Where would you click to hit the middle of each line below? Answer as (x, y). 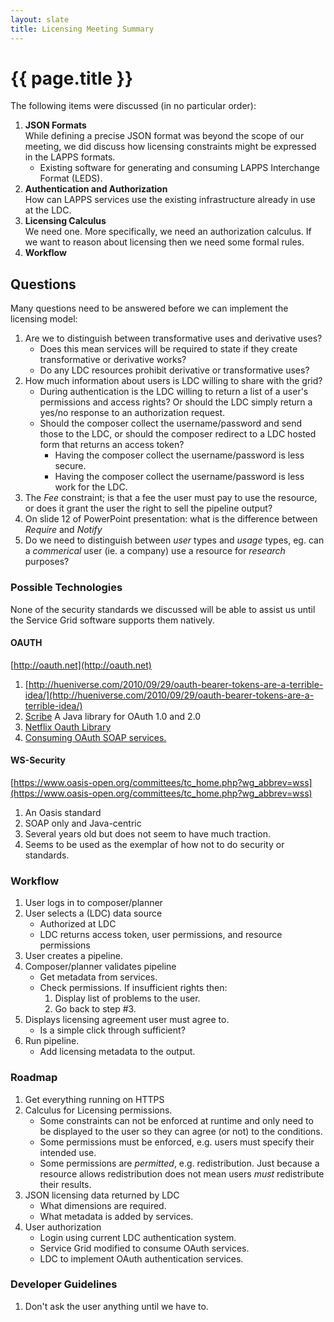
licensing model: (44, 319)
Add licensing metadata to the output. (117, 1052)
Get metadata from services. (98, 977)
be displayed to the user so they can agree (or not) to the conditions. (181, 1131)
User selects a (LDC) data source (93, 913)
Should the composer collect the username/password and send (171, 423)
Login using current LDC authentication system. (138, 1237)
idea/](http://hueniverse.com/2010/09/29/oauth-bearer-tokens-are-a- (169, 695)
